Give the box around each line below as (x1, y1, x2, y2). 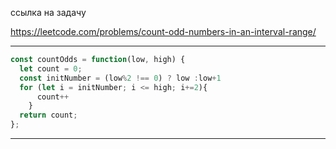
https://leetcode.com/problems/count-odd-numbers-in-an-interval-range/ (10, 26, 317, 37)
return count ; (19, 110, 78, 121)
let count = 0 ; (19, 63, 83, 74)
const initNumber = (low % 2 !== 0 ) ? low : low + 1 (19, 73, 222, 83)
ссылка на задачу (10, 7, 87, 18)
